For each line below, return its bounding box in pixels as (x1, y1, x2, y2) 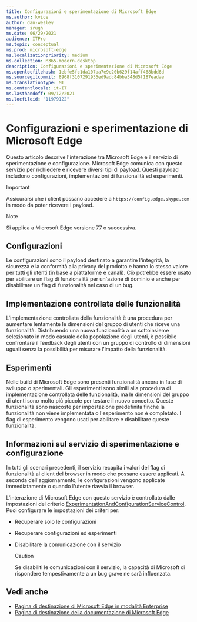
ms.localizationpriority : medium (6, 52, 88, 58)
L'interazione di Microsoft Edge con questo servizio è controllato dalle (6, 494, 175, 501)
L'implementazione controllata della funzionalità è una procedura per (6, 314, 172, 321)
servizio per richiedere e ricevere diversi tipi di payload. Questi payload (6, 166, 179, 173)
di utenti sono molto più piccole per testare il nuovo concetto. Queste (6, 397, 173, 404)
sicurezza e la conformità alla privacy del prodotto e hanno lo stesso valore (6, 263, 188, 270)
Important (6, 184, 30, 191)
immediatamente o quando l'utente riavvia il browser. (6, 483, 135, 490)
